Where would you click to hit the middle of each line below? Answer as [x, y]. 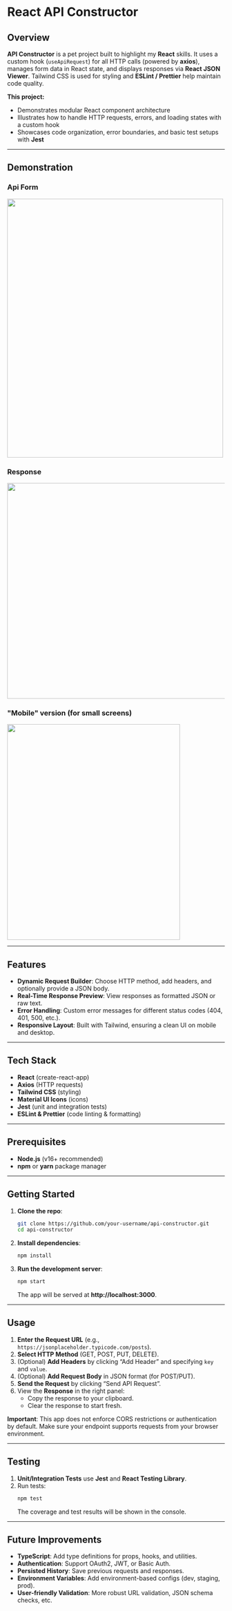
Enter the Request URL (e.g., [58, 1339]
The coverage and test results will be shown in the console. [101, 1512]
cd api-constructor [45, 1230]
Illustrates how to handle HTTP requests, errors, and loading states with [119, 117]
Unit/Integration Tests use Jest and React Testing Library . [102, 1478]
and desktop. [36, 1033]
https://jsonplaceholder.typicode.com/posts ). [84, 1347]
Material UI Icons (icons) [52, 1099]
